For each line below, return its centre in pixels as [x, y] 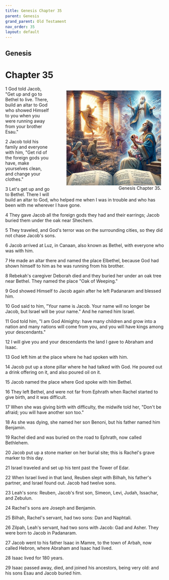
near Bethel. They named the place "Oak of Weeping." [62, 281]
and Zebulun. [19, 498]
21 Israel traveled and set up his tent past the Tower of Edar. [68, 468]
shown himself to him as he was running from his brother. [65, 266]
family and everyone [26, 147]
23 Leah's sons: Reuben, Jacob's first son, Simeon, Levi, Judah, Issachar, [82, 493]
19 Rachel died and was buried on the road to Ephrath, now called [73, 437]
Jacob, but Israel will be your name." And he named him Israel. [70, 312]
